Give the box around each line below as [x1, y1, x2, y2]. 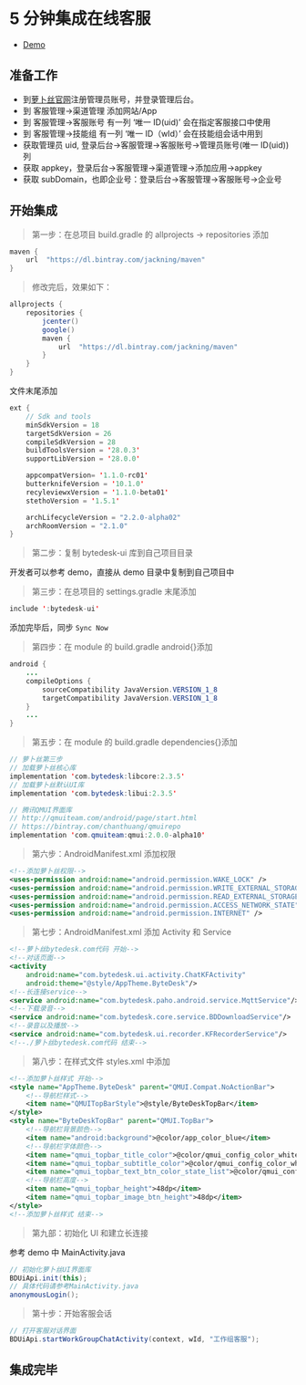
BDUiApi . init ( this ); [9, 1274, 88, 1283]
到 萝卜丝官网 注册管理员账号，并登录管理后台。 [22, 93, 199, 105]
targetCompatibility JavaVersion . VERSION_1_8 [42, 693, 219, 703]
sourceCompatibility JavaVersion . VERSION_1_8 [42, 685, 219, 694]
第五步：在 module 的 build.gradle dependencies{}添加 [31, 736, 239, 748]
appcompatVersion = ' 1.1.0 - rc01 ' [25, 471, 148, 480]
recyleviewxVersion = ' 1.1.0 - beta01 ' [25, 487, 169, 497]
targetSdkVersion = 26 [25, 429, 112, 438]
